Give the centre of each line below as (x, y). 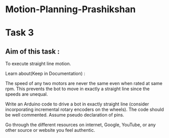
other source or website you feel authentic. (50, 130)
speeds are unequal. (27, 94)
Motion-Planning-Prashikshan (71, 9)
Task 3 (20, 33)
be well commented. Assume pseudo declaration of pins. (65, 115)
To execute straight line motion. (38, 64)
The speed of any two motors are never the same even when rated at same (84, 84)
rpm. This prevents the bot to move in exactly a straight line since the (77, 89)
